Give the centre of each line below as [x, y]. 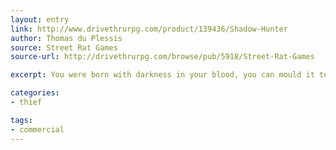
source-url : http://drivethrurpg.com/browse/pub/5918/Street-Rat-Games [162, 57]
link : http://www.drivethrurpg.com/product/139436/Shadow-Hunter [149, 29]
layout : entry [40, 19]
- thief [26, 102]
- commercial [37, 129]
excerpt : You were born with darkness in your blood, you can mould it [162, 75]
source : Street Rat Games [64, 47]
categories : [35, 93]
